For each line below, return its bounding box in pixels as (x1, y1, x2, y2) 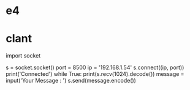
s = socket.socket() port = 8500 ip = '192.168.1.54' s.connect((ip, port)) (6, 64, 184, 71)
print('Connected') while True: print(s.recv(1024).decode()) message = (6, 70, 184, 78)
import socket (6, 52, 41, 59)
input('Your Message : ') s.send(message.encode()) (6, 77, 136, 84)
